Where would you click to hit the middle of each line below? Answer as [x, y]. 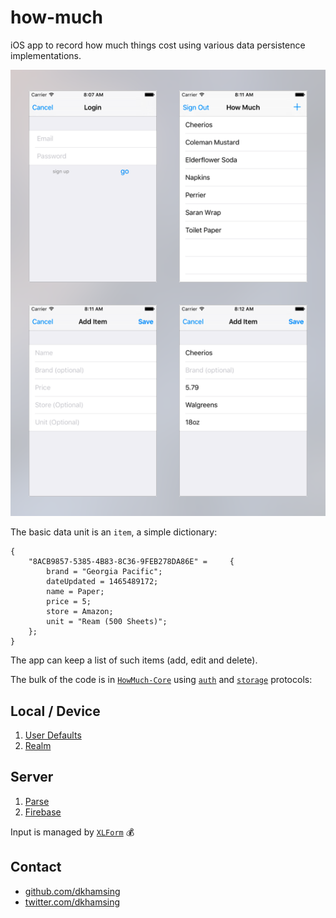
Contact [36, 867]
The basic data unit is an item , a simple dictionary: [114, 532]
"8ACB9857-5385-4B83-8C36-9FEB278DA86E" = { [131, 562]
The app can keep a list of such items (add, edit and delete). [134, 660]
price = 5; [69, 602]
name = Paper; [75, 592]
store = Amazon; [80, 612]
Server [32, 777]
